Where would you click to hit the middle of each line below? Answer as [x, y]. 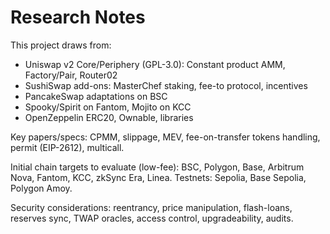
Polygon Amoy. [41, 188]
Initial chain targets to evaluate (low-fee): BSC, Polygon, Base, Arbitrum [157, 167]
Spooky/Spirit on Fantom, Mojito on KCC [108, 107]
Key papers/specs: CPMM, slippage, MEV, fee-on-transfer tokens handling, [165, 137]
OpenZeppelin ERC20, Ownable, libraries [109, 117]
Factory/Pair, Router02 [71, 75]
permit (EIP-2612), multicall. [67, 147]
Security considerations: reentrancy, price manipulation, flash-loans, [151, 207]
